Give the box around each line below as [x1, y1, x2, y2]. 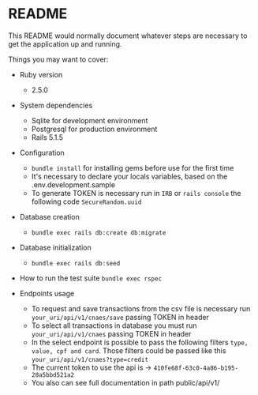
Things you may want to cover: [8, 55, 109, 64]
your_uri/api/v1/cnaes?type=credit [31, 355, 148, 363]
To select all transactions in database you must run [31, 321, 197, 330]
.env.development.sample [31, 179, 116, 190]
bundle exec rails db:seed [31, 259, 121, 267]
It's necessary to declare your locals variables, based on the [31, 171, 228, 181]
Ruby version [19, 70, 63, 79]
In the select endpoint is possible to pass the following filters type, [31, 337, 249, 347]
